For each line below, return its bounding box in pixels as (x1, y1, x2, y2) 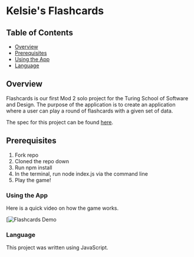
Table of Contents (6, 28, 74, 38)
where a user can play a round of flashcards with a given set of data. (6, 107, 173, 114)
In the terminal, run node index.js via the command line (14, 170, 149, 177)
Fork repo (14, 151, 39, 159)
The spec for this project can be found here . (6, 118, 114, 126)
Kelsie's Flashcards (6, 4, 104, 18)
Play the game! (14, 176, 51, 183)
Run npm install (14, 164, 52, 171)
